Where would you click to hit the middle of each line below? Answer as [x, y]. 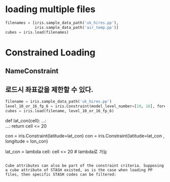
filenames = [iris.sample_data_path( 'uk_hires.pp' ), [62, 23]
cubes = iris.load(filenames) [37, 32]
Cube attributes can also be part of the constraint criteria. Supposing [85, 165]
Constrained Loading [50, 52]
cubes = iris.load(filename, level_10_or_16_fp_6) [60, 111]
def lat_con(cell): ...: [26, 120]
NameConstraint [32, 71]
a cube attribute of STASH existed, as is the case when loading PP [79, 170]
